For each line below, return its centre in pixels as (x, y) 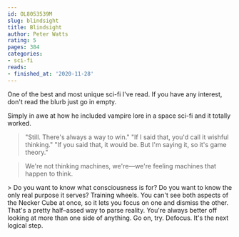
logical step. (25, 225)
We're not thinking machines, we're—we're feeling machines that (120, 166)
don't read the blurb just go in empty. (62, 101)
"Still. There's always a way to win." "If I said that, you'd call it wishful (127, 137)
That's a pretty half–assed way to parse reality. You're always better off (112, 210)
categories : (25, 54)
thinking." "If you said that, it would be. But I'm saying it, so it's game (126, 144)
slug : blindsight (33, 21)
